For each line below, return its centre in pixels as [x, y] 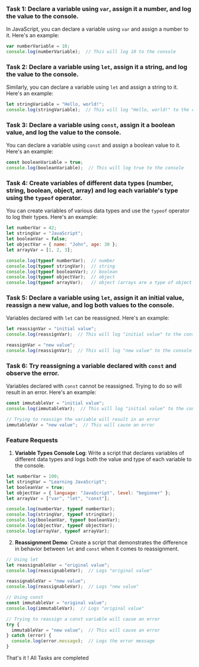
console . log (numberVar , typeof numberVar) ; [61, 509]
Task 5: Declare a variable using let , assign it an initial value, [95, 298]
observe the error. [33, 373]
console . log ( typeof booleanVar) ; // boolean [62, 272]
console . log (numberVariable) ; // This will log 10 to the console [91, 52]
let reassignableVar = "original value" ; [58, 565]
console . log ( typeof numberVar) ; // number [61, 260]
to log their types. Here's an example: [52, 217]
